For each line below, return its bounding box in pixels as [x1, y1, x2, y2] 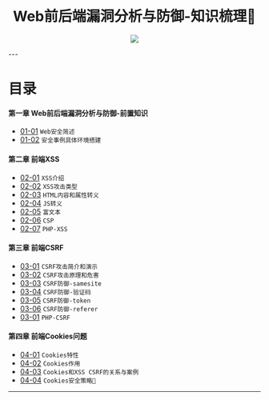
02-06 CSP [19, 215, 54, 225]
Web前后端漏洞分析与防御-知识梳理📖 [13, 7, 256, 26]
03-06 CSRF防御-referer [19, 303, 98, 313]
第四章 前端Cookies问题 [8, 331, 87, 341]
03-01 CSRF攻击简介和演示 [19, 261, 98, 270]
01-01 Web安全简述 [19, 126, 75, 136]
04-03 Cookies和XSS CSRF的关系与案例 [19, 366, 139, 376]
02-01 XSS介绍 [19, 173, 65, 182]
